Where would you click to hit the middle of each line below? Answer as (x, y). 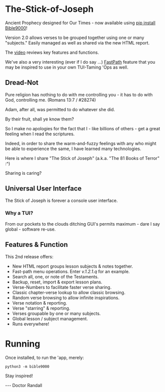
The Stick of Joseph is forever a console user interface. (62, 200)
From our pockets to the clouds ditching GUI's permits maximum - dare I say (82, 224)
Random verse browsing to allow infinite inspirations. (66, 298)
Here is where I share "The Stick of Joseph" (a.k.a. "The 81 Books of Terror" (82, 158)
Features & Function (36, 245)
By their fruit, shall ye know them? (40, 119)
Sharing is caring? (23, 173)
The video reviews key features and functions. (52, 52)
